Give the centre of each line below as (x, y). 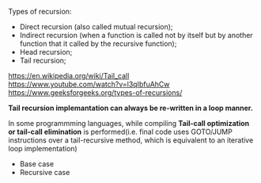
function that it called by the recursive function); (98, 44)
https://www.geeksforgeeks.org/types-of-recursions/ (95, 93)
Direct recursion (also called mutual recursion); (96, 27)
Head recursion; (46, 52)
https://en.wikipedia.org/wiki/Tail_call (69, 76)
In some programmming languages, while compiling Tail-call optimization (129, 123)
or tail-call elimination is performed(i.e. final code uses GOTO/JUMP (121, 132)
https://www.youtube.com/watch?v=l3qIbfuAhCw (89, 84)
